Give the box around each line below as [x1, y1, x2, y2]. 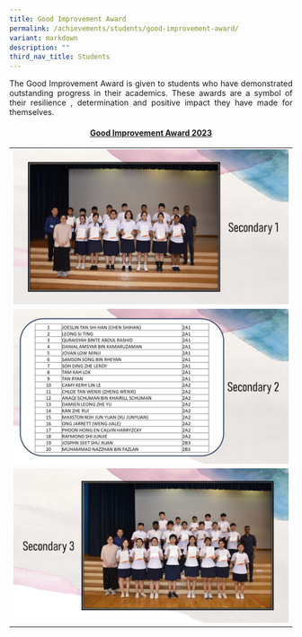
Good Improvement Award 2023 [89, 127, 213, 138]
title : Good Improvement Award [9, 14, 127, 23]
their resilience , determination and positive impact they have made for [9, 97, 293, 108]
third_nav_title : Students [9, 52, 111, 62]
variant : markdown [9, 33, 78, 42]
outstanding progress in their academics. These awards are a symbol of [9, 88, 293, 99]
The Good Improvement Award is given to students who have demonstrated [9, 78, 293, 89]
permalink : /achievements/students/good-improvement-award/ [9, 23, 240, 33]
